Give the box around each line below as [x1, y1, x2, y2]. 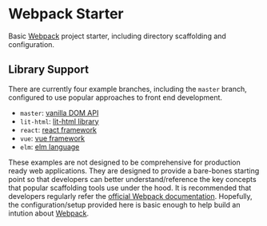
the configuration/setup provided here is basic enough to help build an [8, 200, 241, 209]
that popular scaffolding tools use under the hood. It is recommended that [8, 183, 252, 192]
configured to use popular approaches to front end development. [8, 93, 222, 102]
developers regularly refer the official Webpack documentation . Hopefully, [8, 191, 253, 200]
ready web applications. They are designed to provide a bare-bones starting [8, 165, 260, 176]
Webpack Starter [8, 5, 124, 23]
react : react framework [19, 125, 98, 134]
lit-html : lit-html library [19, 117, 99, 126]
